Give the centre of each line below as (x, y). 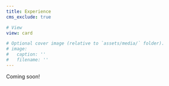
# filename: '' (27, 60)
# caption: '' (26, 54)
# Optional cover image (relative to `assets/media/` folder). (85, 44)
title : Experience (29, 11)
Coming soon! (23, 76)
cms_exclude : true (29, 17)
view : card (19, 33)
